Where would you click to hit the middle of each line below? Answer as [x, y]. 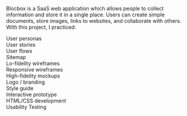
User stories [21, 45]
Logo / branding [26, 82]
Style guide [20, 88]
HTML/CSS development [36, 101]
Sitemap [16, 57]
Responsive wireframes [35, 69]
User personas [24, 38]
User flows [19, 51]
